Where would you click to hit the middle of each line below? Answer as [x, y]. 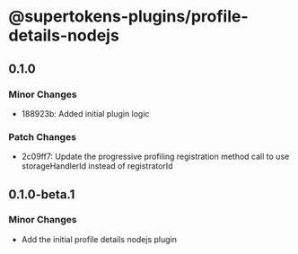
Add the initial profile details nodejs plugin [99, 239]
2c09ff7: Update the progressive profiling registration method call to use [155, 157]
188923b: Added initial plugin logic [85, 113]
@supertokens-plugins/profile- [128, 17]
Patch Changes [43, 136]
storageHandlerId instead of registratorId [97, 166]
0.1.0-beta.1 [42, 194]
